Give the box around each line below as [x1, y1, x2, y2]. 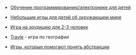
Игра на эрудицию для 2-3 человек [10, 24, 89, 30]
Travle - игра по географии [10, 34, 69, 40]
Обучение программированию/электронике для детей [10, 5, 131, 10]
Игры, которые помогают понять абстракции [10, 44, 109, 50]
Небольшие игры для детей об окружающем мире [10, 14, 122, 20]
